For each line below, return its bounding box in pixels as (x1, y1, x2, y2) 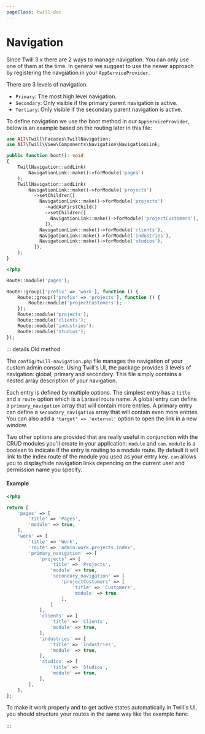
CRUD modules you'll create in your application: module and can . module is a (6, 439, 196, 447)
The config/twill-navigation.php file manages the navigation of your (6, 357, 183, 365)
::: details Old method (6, 345, 61, 353)
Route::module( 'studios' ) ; (17, 328, 87, 334)
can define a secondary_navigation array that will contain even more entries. (6, 408, 199, 415)
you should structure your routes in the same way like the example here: (6, 710, 189, 718)
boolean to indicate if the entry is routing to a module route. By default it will (6, 446, 198, 454)
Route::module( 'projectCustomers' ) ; (28, 300, 122, 306)
